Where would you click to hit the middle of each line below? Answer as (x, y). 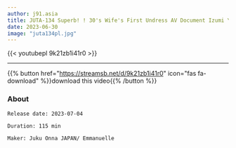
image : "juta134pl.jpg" (42, 33)
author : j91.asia (33, 14)
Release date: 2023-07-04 (45, 114)
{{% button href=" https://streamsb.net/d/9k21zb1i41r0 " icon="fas (102, 74)
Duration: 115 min (34, 126)
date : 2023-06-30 (33, 27)
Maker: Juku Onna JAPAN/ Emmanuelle (61, 138)
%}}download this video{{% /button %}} (99, 81)
